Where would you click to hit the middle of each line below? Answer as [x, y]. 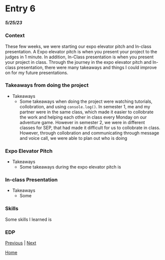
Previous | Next [21, 243]
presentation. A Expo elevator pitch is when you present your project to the [81, 51]
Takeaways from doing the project [47, 86]
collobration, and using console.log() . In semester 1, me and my [85, 106]
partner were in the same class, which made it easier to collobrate [86, 112]
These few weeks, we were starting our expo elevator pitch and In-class [78, 46]
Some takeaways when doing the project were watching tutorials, [86, 101]
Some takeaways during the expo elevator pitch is [70, 167]
